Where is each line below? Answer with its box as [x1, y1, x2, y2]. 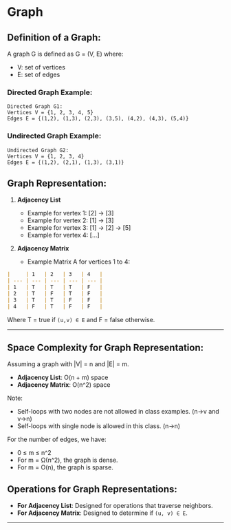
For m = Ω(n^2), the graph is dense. [16, 456, 118, 465]
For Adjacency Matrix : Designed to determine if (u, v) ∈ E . [16, 509, 188, 517]
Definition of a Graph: [7, 32, 101, 43]
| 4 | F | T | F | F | [7, 303, 103, 310]
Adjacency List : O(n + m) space [16, 373, 109, 382]
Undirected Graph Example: [7, 131, 102, 141]
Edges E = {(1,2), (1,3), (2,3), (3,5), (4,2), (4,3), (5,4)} [7, 115, 189, 123]
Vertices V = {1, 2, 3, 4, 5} [7, 109, 94, 116]
